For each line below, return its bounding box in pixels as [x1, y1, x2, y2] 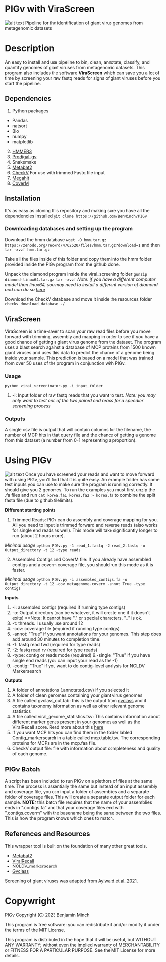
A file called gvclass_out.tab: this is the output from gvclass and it [12, 698, 147, 704]
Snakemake [12, 159, 37, 165]
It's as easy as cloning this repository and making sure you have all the [5, 207, 150, 213]
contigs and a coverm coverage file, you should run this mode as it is [12, 562, 154, 568]
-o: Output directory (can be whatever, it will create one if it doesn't [12, 610, 150, 616]
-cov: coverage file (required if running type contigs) [12, 626, 120, 632]
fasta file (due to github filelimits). [5, 497, 74, 503]
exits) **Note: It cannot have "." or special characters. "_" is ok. [12, 615, 143, 621]
